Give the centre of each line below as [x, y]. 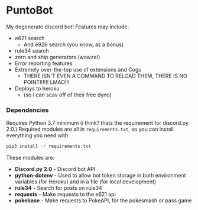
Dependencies [27, 110]
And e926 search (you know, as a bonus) [74, 44]
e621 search [30, 38]
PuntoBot [30, 10]
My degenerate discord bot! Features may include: [67, 27]
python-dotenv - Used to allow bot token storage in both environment [100, 176]
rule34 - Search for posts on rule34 [58, 188]
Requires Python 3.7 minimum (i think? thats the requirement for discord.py [98, 123]
